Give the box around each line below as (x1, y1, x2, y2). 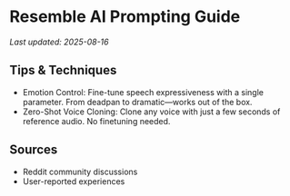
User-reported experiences (22, 175, 125, 187)
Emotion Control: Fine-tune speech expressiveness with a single (22, 86, 264, 97)
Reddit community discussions (22, 166, 138, 177)
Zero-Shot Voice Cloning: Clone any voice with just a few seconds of (22, 106, 281, 117)
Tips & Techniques (9, 63, 117, 78)
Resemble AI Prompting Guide (9, 6, 241, 27)
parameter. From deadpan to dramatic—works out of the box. (22, 96, 253, 107)
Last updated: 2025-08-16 (9, 36, 109, 47)
